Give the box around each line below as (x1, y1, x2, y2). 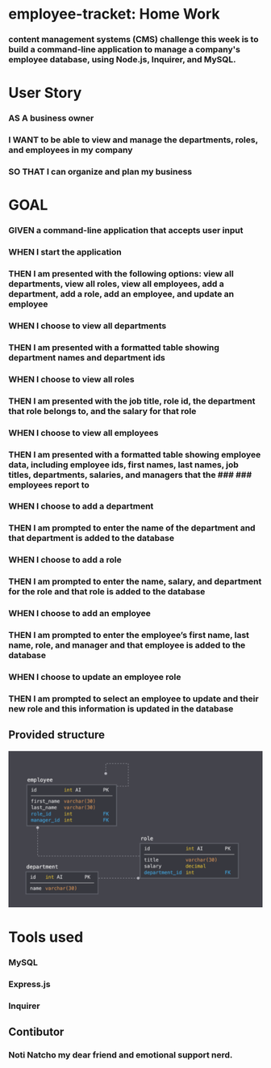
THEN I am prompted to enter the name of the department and (8, 522, 256, 534)
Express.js (8, 979, 51, 990)
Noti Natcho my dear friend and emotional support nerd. (8, 1049, 233, 1061)
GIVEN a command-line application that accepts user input (8, 225, 244, 236)
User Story (8, 84, 82, 102)
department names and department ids (8, 352, 165, 363)
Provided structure (8, 728, 106, 742)
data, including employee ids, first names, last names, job (8, 458, 240, 470)
